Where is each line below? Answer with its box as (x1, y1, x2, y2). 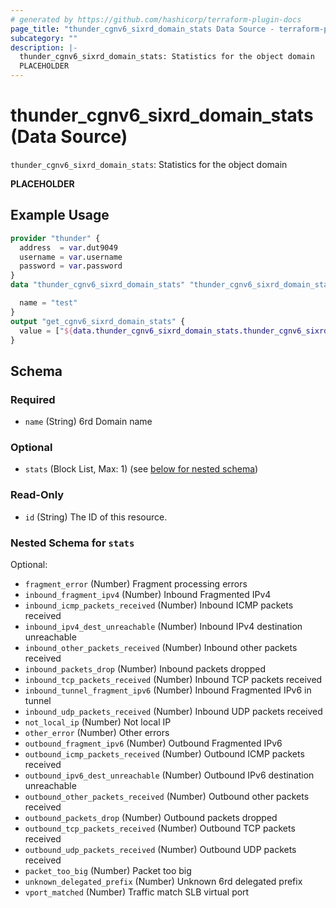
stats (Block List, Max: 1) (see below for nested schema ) (24, 463, 259, 475)
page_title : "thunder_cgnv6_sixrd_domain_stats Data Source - (10, 24, 275, 34)
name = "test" (19, 298, 78, 308)
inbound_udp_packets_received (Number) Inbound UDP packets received (24, 705, 323, 717)
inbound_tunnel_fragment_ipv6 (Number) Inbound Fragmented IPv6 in (24, 684, 312, 696)
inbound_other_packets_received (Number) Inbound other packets (24, 641, 298, 653)
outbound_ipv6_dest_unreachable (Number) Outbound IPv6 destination (24, 769, 315, 781)
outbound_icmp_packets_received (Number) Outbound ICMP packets (24, 747, 305, 760)
